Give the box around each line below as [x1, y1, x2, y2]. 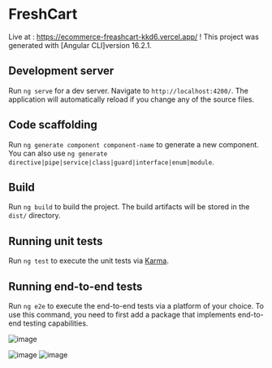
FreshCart [8, 5, 78, 24]
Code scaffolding [8, 118, 97, 132]
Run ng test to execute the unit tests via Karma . [8, 256, 169, 265]
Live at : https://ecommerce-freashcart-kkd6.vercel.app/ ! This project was [8, 32, 260, 42]
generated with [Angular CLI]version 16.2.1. [8, 40, 152, 50]
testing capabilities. [23, 318, 89, 328]
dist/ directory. [8, 211, 61, 221]
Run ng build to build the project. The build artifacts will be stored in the [8, 202, 250, 212]
